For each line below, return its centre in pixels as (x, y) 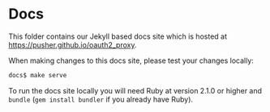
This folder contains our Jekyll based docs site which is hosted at (118, 36)
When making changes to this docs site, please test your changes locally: (131, 60)
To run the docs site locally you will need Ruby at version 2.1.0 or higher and (135, 90)
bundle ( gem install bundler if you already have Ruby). (101, 99)
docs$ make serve (38, 75)
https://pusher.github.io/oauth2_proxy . (73, 44)
